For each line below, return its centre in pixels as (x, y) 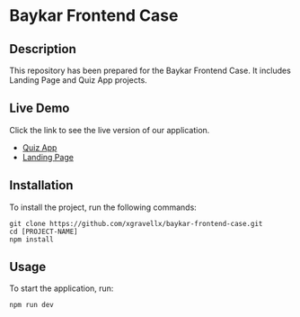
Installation (41, 186)
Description (43, 49)
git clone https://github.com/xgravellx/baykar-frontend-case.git (136, 223)
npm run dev (31, 305)
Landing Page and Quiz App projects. (79, 80)
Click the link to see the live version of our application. (110, 130)
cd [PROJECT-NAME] (44, 231)
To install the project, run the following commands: (103, 207)
